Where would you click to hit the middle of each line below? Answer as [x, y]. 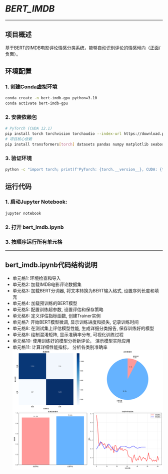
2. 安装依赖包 [21, 117]
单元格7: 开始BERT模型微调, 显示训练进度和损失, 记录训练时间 [75, 322]
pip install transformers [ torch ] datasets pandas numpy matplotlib [77, 144]
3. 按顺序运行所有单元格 [34, 242]
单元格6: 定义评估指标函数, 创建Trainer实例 [56, 315]
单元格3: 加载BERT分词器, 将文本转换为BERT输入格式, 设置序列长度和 [83, 290]
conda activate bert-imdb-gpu [37, 103]
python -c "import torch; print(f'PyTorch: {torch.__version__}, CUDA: [81, 170]
